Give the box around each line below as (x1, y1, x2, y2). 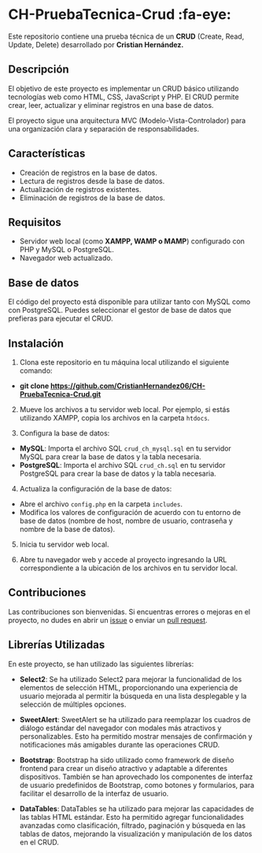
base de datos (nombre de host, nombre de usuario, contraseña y (19, 516, 234, 525)
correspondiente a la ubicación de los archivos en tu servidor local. (19, 563, 238, 573)
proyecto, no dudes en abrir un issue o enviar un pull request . (8, 615, 208, 625)
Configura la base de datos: (19, 428, 110, 438)
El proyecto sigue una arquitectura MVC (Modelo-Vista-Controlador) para (8, 116, 246, 125)
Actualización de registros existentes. (19, 184, 142, 194)
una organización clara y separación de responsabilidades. (8, 124, 199, 133)
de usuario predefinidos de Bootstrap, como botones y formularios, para (19, 780, 255, 789)
